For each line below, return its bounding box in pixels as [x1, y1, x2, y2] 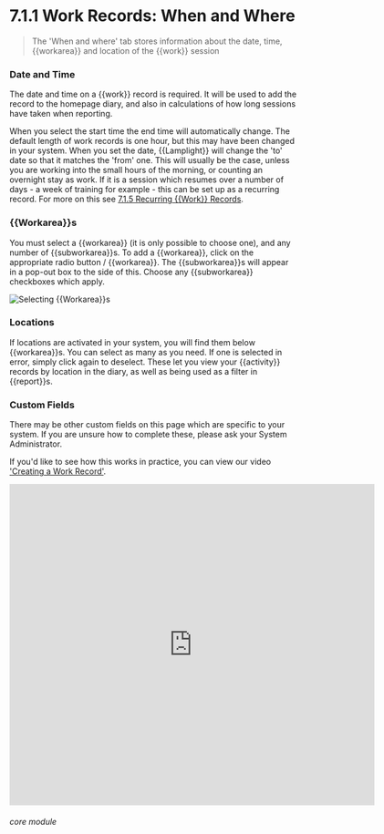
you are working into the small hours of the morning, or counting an [9, 165, 263, 176]
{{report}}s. [9, 376, 53, 386]
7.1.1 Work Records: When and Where [9, 5, 296, 26]
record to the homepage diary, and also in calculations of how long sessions [9, 98, 296, 109]
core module [9, 816, 57, 827]
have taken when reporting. [9, 108, 113, 119]
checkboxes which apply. [9, 275, 105, 287]
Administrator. [9, 438, 62, 449]
